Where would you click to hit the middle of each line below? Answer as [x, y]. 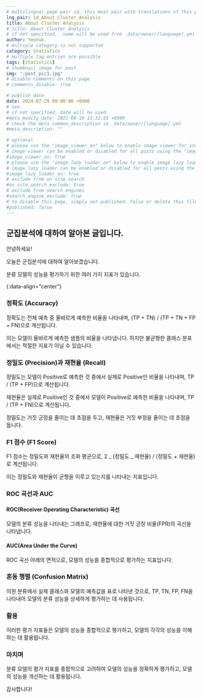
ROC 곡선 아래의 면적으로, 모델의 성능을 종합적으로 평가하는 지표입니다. [90, 560]
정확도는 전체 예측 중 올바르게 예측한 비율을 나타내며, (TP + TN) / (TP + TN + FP [101, 318]
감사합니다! [19, 689]
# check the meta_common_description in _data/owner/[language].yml [94, 124]
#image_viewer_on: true [36, 157]
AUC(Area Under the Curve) [42, 546]
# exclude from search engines [45, 190]
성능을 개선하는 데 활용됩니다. [47, 676]
